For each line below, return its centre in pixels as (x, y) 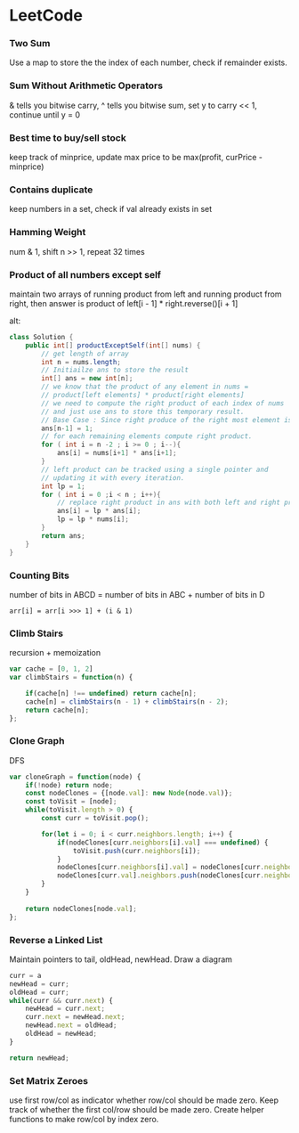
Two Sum (30, 44)
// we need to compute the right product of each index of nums (163, 403)
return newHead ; (39, 1058)
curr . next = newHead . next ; (75, 1017)
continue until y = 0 (44, 114)
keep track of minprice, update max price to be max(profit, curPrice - (136, 158)
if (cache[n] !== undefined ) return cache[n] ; (111, 693)
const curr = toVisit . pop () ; (95, 819)
